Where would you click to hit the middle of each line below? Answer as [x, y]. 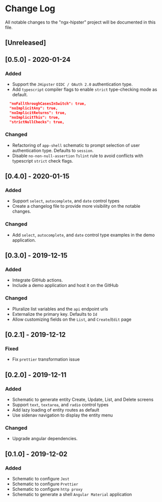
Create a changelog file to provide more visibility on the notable [76, 206]
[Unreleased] [26, 43]
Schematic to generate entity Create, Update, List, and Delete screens [83, 400]
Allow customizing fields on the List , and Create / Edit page [72, 319]
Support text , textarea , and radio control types [60, 405]
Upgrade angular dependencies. [45, 439]
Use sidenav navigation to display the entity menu [62, 415]
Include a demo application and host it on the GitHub [65, 285]
